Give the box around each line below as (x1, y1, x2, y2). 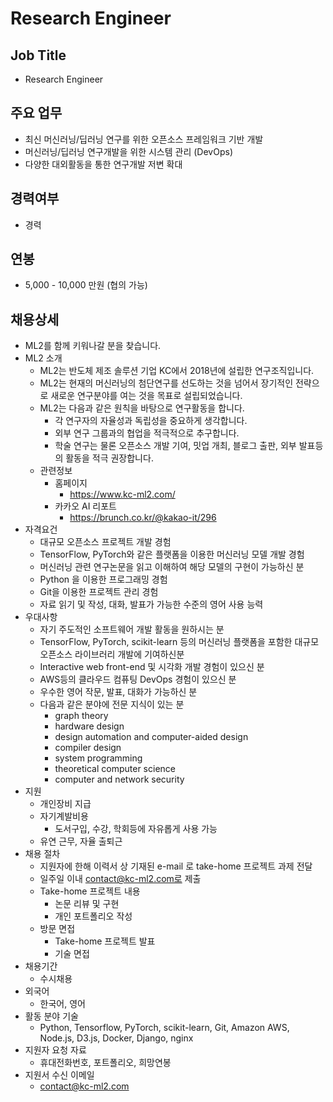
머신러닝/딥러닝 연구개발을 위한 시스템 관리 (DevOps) (24, 145, 233, 157)
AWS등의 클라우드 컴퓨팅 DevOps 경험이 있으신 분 (39, 673, 237, 686)
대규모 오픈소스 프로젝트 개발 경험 (39, 536, 172, 548)
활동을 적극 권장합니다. (65, 452, 154, 464)
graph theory (54, 710, 109, 722)
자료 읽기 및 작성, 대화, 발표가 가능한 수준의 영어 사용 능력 (39, 598, 264, 611)
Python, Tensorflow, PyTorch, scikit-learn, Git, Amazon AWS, (39, 1022, 290, 1034)
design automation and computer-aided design (54, 731, 249, 743)
